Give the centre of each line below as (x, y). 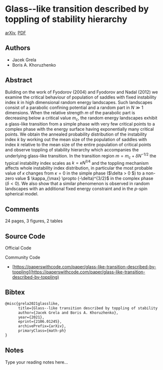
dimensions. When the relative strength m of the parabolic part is (70, 112)
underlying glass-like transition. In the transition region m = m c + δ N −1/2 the (81, 156)
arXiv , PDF (16, 33)
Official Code (18, 248)
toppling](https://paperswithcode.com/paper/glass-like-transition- (79, 272)
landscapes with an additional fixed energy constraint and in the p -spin (76, 189)
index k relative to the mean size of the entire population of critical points (78, 145)
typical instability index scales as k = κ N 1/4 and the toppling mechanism (77, 162)
